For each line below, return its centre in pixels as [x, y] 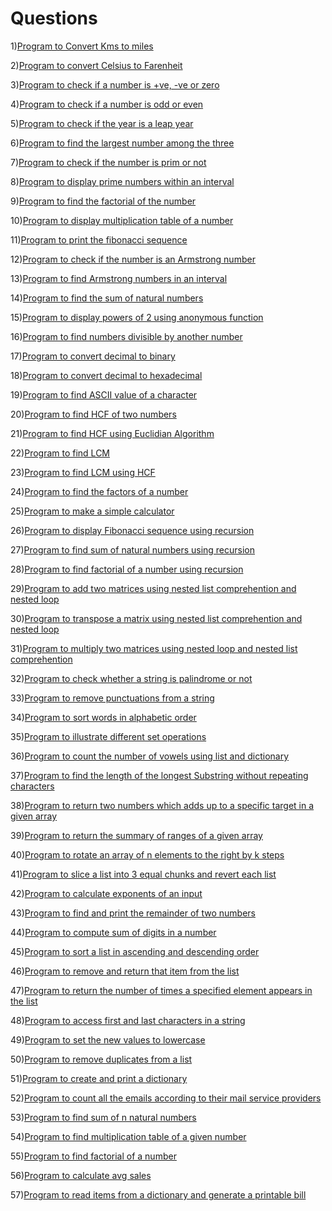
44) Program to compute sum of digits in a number [113, 932]
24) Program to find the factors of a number [99, 491]
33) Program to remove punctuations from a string [112, 698]
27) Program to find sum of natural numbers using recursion [133, 549]
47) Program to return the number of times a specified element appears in [161, 990]
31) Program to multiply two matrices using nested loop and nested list [154, 648]
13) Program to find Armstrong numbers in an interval [119, 278]
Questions [54, 18]
